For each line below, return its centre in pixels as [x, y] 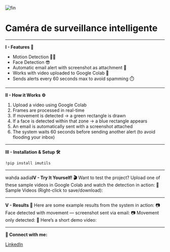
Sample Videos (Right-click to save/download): [54, 190]
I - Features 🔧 [19, 47]
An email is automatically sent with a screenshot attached [73, 126]
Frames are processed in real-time [49, 110]
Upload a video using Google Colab [50, 105]
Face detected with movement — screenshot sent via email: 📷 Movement [82, 213]
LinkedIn [14, 244]
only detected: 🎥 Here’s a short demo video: [51, 220]
